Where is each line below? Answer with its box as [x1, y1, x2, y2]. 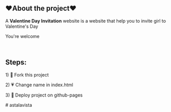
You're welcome [5, 33, 40, 39]
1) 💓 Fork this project [5, 71, 49, 78]
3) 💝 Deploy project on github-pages [5, 92, 83, 98]
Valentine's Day [5, 23, 39, 29]
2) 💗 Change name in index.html [5, 82, 73, 88]
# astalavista [5, 102, 32, 108]
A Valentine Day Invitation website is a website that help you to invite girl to [5, 17, 166, 24]
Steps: [5, 58, 27, 67]
